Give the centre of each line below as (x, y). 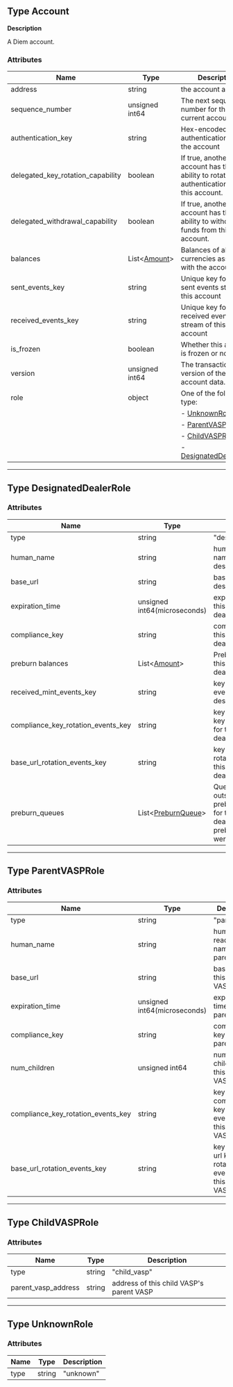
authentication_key (42, 138)
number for (199, 109)
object (138, 397)
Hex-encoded (204, 129)
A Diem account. (31, 42)
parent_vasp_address (45, 1288)
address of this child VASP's (158, 1283)
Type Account (38, 11)
